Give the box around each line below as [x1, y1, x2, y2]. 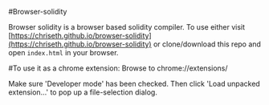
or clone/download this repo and [153, 39, 261, 49]
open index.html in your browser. [8, 48, 119, 57]
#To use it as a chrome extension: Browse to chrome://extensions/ [8, 63, 228, 73]
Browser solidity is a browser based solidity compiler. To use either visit [8, 22, 246, 31]
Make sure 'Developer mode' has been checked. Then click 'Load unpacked [8, 79, 261, 88]
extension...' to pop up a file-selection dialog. [8, 87, 158, 97]
